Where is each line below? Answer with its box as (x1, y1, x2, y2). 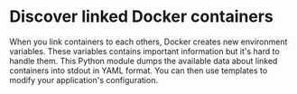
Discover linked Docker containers (9, 6, 274, 27)
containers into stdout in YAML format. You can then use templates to (9, 65, 268, 76)
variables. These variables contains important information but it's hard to (9, 45, 280, 56)
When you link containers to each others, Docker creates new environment (9, 36, 288, 47)
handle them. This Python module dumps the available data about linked (9, 55, 278, 66)
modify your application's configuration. (9, 74, 158, 85)
